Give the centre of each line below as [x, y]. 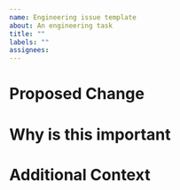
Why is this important [90, 134]
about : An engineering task [61, 26]
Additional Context [80, 175]
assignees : [29, 50]
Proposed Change [77, 94]
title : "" [27, 34]
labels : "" [29, 42]
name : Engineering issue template [73, 17]
